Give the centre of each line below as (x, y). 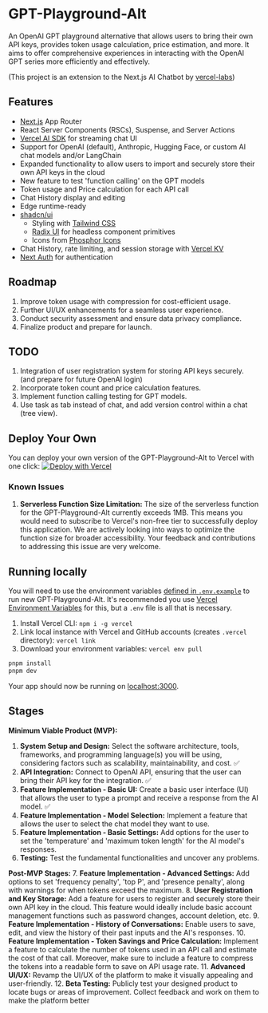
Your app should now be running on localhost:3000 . (94, 687)
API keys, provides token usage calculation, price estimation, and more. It (129, 44)
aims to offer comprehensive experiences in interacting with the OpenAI (126, 53)
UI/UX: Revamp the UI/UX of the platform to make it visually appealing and (131, 975)
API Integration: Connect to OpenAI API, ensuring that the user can (130, 772)
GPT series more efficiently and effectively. (79, 61)
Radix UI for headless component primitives (103, 231)
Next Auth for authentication (66, 257)
